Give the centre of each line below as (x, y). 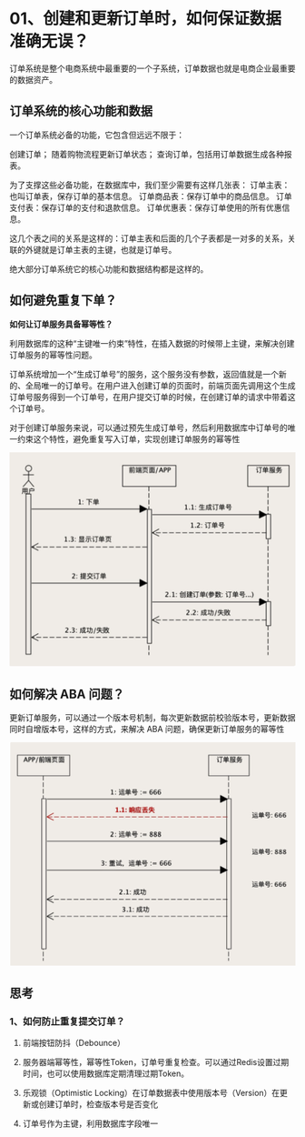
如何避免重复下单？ (63, 301)
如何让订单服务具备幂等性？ (61, 324)
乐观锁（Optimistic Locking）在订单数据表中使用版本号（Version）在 (151, 1093)
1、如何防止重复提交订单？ (67, 1021)
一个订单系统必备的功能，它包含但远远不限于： (97, 135)
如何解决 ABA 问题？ (67, 694)
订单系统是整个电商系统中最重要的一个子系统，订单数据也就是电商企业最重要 (152, 68)
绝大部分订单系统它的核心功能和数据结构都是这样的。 (109, 268)
